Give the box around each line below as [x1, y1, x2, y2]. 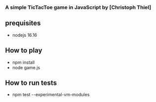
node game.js [12, 64, 40, 70]
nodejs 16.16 [12, 32, 38, 38]
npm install [12, 59, 35, 65]
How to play [5, 46, 42, 55]
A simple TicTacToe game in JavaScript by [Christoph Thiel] [5, 4, 152, 11]
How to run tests [5, 78, 57, 87]
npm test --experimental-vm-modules [12, 92, 90, 98]
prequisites [5, 19, 41, 27]
